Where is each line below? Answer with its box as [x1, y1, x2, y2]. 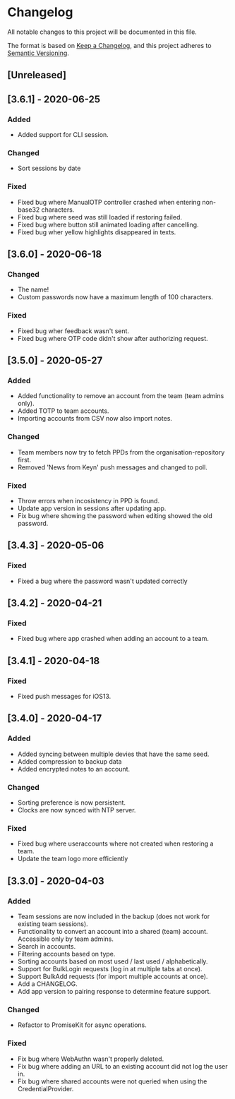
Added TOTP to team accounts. [17, 407, 109, 415]
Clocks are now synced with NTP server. [17, 805, 136, 814]
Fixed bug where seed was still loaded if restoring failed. [17, 212, 182, 221]
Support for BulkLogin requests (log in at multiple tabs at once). [17, 964, 203, 973]
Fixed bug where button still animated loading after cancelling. [17, 220, 199, 229]
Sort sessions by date [17, 164, 81, 173]
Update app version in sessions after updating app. [17, 504, 167, 512]
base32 [17, 205, 40, 214]
